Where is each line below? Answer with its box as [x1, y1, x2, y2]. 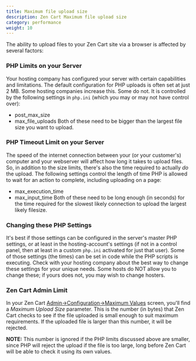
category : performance [6, 19, 61, 25]
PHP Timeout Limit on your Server [6, 138, 105, 146]
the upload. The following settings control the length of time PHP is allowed [6, 170, 188, 177]
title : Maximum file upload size [6, 8, 88, 15]
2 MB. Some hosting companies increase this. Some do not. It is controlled [6, 87, 186, 94]
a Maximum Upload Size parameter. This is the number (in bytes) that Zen [6, 305, 184, 313]
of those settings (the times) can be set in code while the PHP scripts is [6, 253, 178, 260]
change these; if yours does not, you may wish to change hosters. [6, 271, 166, 279]
